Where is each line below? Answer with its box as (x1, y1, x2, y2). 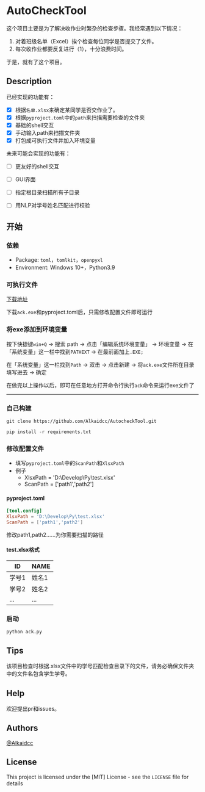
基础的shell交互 (15, 121, 54, 129)
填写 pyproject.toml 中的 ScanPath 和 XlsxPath (15, 459, 124, 467)
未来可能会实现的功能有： (6, 150, 71, 157)
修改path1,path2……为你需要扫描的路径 (6, 531, 104, 538)
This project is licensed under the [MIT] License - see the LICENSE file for (6, 773, 189, 780)
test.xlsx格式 (6, 546, 40, 553)
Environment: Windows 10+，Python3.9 (15, 264, 115, 271)
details (6, 779, 23, 787)
